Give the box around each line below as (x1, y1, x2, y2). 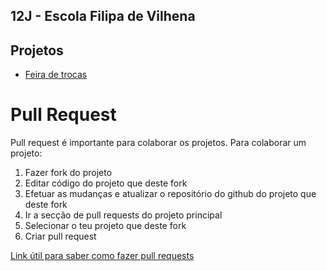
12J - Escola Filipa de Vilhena (10, 8, 196, 25)
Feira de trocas (24, 69, 88, 81)
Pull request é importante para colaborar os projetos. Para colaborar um (10, 137, 307, 149)
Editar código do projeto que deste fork (24, 177, 188, 189)
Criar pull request (24, 230, 97, 243)
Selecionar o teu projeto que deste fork (24, 220, 187, 232)
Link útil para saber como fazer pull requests (10, 250, 195, 262)
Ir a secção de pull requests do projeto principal (24, 209, 223, 221)
